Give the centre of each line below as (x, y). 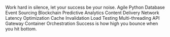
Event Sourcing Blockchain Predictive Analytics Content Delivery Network (82, 13)
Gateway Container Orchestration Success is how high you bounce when (82, 23)
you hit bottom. (21, 29)
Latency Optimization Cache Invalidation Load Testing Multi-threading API (82, 18)
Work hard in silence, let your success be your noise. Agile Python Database (85, 7)
